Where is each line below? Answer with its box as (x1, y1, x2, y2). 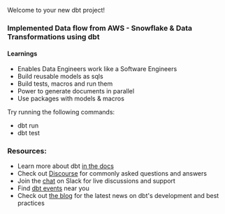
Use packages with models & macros (17, 94, 124, 103)
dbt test (17, 129, 41, 137)
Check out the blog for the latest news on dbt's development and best (17, 192, 219, 200)
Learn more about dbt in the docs (17, 162, 114, 170)
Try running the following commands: (7, 108, 115, 116)
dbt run (17, 121, 39, 130)
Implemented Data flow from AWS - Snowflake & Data (7, 23, 193, 33)
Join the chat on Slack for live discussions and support (17, 177, 176, 185)
